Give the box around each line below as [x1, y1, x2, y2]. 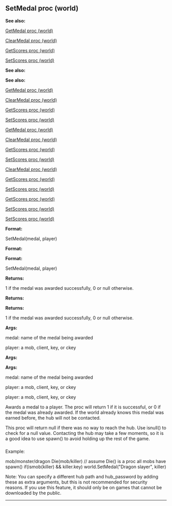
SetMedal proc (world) [5, 4, 79, 13]
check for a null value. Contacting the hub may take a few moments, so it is [5, 430, 164, 436]
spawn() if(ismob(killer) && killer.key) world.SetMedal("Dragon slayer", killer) [5, 464, 166, 470]
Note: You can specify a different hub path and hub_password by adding [5, 473, 159, 479]
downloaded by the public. [5, 490, 61, 496]
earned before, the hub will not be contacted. [5, 415, 101, 421]
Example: [5, 448, 25, 454]
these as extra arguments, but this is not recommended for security [5, 479, 147, 485]
